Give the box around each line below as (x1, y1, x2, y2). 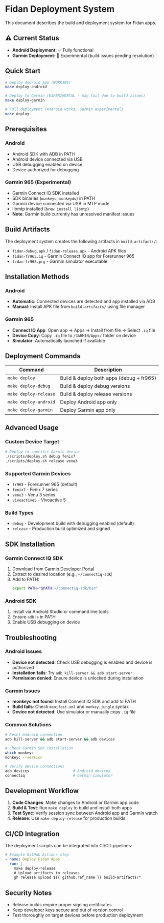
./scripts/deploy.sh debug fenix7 (5, 454, 76, 459)
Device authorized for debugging (12, 166, 79, 173)
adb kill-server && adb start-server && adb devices (5, 737, 115, 742)
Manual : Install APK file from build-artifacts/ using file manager (12, 304, 145, 309)
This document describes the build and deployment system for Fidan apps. (5, 20, 157, 26)
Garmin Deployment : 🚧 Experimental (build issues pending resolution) (12, 53, 154, 59)
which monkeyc (5, 750, 34, 756)
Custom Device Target (5, 438, 60, 445)
